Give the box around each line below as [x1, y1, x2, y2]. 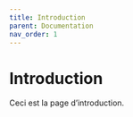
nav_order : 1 [9, 29, 58, 38]
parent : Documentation [9, 21, 94, 30]
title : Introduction [9, 13, 87, 22]
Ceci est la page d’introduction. [9, 97, 125, 108]
